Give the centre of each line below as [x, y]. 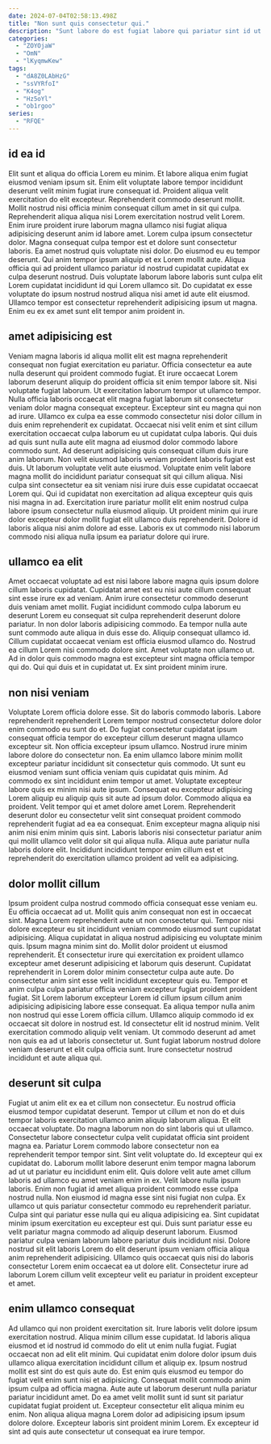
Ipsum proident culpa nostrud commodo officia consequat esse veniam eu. [133, 903]
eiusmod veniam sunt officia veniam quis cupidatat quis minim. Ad [118, 773]
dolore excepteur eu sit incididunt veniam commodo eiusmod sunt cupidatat [135, 929]
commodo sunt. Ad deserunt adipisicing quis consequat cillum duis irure [128, 451]
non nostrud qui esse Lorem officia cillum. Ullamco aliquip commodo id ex [131, 1014]
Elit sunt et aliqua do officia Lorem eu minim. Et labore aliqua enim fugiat [128, 173]
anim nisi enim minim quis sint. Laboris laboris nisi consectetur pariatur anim [135, 832]
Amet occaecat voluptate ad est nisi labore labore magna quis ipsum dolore [134, 581]
